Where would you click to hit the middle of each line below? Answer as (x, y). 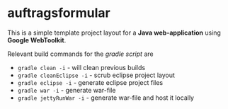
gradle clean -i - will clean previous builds (81, 67)
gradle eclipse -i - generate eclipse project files (90, 82)
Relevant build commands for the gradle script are (80, 54)
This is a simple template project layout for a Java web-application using (114, 33)
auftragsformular (59, 13)
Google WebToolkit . (37, 40)
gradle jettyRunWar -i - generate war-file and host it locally (106, 98)
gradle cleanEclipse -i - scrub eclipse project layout (96, 75)
